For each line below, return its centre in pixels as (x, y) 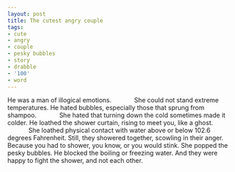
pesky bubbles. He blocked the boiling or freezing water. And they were (113, 153)
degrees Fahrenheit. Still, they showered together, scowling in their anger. (116, 138)
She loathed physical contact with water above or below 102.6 (119, 130)
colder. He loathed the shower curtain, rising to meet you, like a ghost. (110, 123)
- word (17, 80)
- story (19, 60)
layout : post (27, 14)
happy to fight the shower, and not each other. (75, 161)
